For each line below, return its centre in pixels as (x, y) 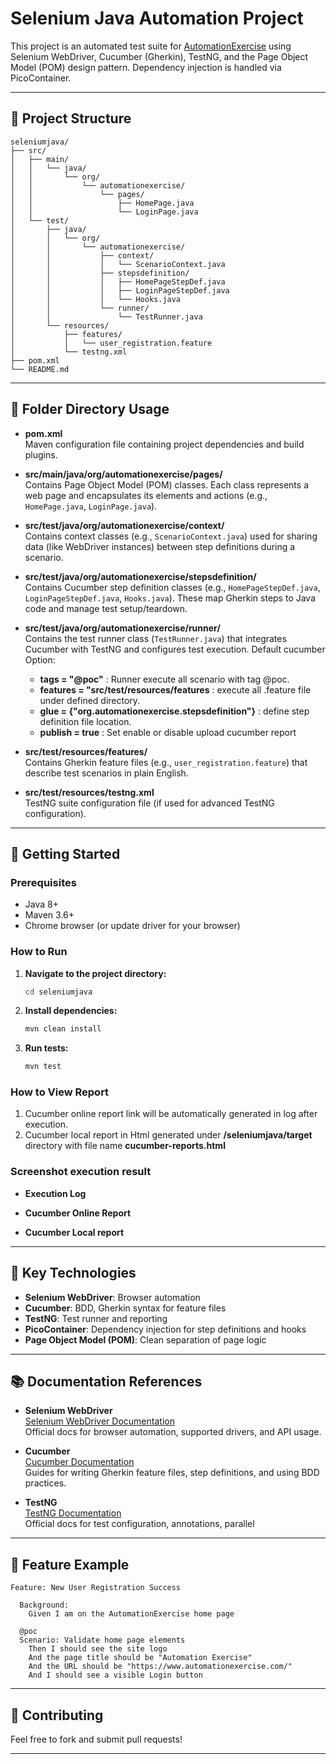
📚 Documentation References (106, 1381)
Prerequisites (43, 882)
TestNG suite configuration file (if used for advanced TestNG (149, 803)
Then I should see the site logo (98, 1649)
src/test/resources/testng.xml (89, 792)
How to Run (39, 952)
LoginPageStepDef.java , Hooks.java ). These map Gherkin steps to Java (170, 598)
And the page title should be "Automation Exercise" (140, 1658)
